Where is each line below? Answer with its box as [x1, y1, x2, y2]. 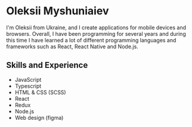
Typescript [14, 82, 42, 89]
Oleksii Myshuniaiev [6, 4, 109, 18]
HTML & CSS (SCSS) [14, 88, 67, 96]
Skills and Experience [6, 60, 88, 70]
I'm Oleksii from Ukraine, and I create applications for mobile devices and [6, 24, 187, 31]
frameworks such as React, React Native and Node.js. [6, 43, 138, 50]
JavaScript [14, 76, 42, 83]
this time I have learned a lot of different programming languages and [6, 36, 176, 44]
